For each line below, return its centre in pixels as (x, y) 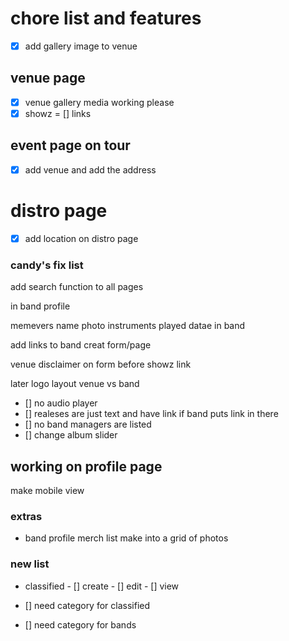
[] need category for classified (87, 605)
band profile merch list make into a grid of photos (126, 538)
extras (26, 516)
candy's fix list (47, 265)
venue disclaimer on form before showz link (101, 364)
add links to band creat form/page (81, 345)
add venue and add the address (90, 169)
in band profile (40, 306)
